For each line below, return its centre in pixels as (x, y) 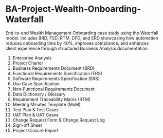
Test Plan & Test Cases (36, 109)
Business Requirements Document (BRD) (54, 68)
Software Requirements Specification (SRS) (56, 79)
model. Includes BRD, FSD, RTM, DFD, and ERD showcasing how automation (82, 38)
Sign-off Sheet (27, 125)
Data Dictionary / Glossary (39, 94)
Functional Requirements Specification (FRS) (57, 73)
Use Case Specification (36, 83)
